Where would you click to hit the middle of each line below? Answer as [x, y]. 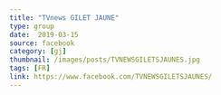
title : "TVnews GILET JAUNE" [64, 18]
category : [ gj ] [38, 52]
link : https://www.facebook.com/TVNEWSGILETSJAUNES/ [111, 77]
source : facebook [42, 43]
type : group [32, 26]
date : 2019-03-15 [44, 34]
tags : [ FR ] [30, 69]
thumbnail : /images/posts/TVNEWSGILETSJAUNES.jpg [105, 60]
